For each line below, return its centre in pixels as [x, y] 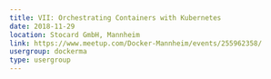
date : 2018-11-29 [42, 26]
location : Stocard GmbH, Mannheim [75, 35]
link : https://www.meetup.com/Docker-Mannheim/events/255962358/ [135, 43]
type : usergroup [40, 60]
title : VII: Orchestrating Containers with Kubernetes [115, 18]
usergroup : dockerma [49, 52]
